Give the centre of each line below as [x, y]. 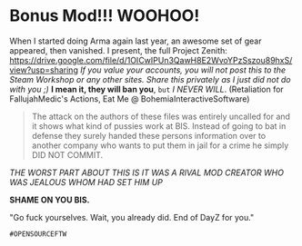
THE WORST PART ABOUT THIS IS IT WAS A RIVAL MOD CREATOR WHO [147, 172]
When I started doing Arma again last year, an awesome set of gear [136, 41]
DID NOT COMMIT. [67, 154]
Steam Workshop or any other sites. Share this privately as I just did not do [150, 79]
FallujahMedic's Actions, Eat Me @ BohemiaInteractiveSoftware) [130, 98]
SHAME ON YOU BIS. [50, 200]
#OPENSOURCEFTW [38, 234]
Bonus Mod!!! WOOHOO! [105, 16]
